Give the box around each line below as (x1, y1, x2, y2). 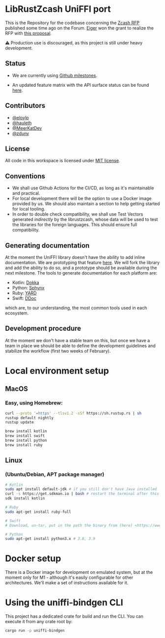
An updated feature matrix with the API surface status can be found (12, 82, 149, 88)
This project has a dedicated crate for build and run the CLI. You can (5, 613, 143, 619)
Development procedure (5, 324, 82, 333)
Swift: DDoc (12, 295, 37, 301)
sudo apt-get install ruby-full (5, 509, 71, 514)
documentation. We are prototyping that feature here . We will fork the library (5, 260, 160, 265)
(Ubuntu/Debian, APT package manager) (5, 471, 105, 478)
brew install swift (5, 433, 45, 438)
